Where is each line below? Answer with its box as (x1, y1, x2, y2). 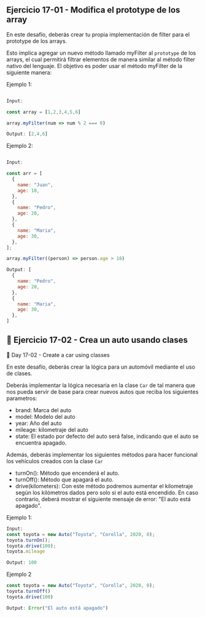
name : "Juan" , (17, 182, 53, 188)
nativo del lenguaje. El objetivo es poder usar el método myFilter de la (6, 62, 183, 69)
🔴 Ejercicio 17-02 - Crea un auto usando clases (6, 335, 188, 345)
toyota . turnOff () (6, 588, 51, 594)
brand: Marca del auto (15, 406, 72, 413)
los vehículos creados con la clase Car (6, 457, 103, 465)
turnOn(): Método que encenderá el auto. (15, 469, 120, 477)
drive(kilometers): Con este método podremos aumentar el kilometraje (15, 482, 193, 489)
